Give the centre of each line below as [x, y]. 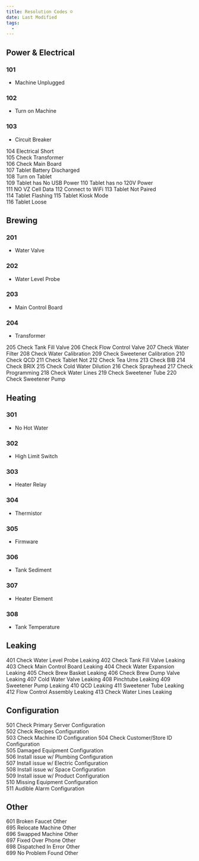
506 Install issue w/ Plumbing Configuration [60, 757]
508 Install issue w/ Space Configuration [56, 769]
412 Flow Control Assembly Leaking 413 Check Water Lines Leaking [89, 692]
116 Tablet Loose [26, 202]
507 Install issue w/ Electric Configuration [57, 763]
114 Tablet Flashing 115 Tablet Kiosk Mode [57, 195]
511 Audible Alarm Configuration [45, 788]
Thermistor [28, 513]
